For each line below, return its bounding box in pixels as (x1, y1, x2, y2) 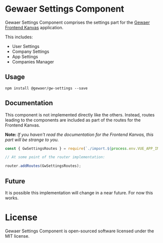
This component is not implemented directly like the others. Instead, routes (5, 112, 155, 117)
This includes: (5, 34, 33, 40)
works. (5, 195, 19, 201)
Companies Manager (12, 59, 54, 65)
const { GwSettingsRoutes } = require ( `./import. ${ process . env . (5, 146, 138, 151)
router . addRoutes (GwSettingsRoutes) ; (5, 163, 81, 168)
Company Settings (12, 49, 49, 54)
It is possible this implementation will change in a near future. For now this (5, 190, 153, 195)
